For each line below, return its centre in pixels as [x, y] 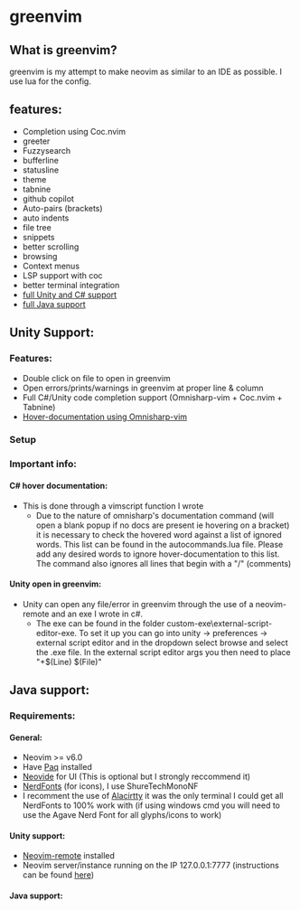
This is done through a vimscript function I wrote [113, 506]
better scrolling [51, 247]
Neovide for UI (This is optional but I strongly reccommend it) [136, 777]
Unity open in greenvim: [56, 584]
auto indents [46, 218]
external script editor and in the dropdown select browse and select [162, 643]
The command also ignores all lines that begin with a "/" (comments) [164, 563]
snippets [38, 237]
